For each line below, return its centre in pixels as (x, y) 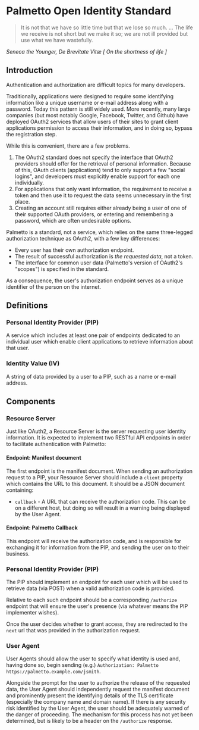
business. (18, 553)
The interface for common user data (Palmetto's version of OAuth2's (99, 263)
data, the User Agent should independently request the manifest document (98, 690)
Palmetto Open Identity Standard (89, 11)
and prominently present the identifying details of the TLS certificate (90, 695)
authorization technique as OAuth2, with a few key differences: (83, 238)
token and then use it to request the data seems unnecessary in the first (103, 195)
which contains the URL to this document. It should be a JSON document (96, 483)
